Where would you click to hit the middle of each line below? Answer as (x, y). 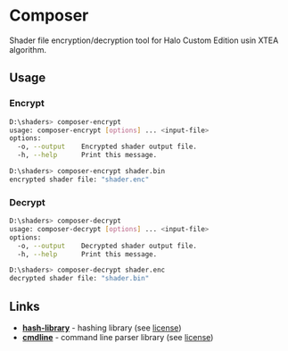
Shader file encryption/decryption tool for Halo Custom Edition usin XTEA (144, 40)
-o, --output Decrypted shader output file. (107, 246)
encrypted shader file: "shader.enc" (79, 180)
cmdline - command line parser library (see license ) (118, 337)
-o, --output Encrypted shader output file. (107, 147)
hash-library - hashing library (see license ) (102, 328)
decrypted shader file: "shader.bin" (79, 279)
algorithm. (28, 49)
